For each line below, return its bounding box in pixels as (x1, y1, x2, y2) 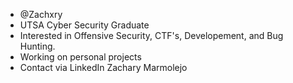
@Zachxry (19, 9, 63, 20)
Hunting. (19, 40, 56, 52)
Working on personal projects (19, 51, 142, 63)
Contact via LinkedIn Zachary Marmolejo (19, 62, 188, 73)
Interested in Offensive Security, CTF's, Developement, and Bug (19, 30, 284, 41)
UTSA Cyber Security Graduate (19, 19, 150, 31)
